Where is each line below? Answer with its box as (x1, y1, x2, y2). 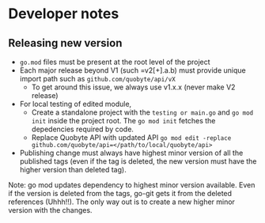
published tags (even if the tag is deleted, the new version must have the (19, 157, 257, 166)
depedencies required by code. (31, 124, 134, 134)
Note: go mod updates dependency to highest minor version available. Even (8, 180, 256, 190)
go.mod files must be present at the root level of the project (19, 57, 211, 66)
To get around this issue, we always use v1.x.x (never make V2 (31, 82, 236, 92)
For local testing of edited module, (19, 100, 132, 108)
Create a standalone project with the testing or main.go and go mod (31, 108, 254, 117)
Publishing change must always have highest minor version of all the (19, 148, 244, 157)
